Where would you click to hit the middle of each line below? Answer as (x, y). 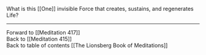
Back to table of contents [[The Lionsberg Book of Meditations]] (87, 45)
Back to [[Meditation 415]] (39, 39)
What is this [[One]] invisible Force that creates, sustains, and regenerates (100, 9)
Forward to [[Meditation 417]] (43, 32)
